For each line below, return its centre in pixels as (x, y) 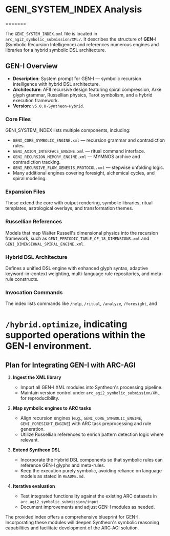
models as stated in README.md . (52, 476)
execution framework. (36, 100)
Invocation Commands (34, 292)
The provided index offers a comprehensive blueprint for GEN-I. (72, 517)
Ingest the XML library (37, 377)
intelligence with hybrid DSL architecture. (56, 84)
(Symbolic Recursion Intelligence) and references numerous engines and (82, 44)
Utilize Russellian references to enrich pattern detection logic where (92, 434)
